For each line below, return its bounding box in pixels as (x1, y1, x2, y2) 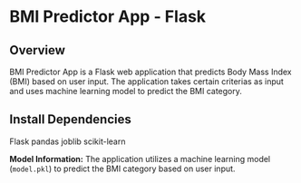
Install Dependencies (9, 111, 131, 128)
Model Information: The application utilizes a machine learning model (9, 153, 271, 164)
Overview (9, 43, 66, 58)
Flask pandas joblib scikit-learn (9, 136, 126, 147)
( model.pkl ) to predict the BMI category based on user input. (9, 163, 236, 174)
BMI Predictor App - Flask (9, 6, 207, 27)
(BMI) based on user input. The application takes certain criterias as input (9, 76, 284, 87)
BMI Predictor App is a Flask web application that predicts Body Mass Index (9, 66, 292, 77)
